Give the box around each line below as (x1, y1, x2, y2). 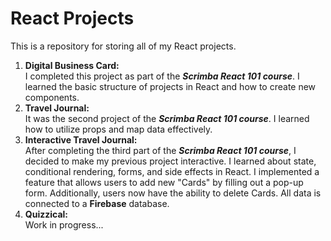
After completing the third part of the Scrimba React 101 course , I (24, 144, 297, 156)
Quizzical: (24, 208, 68, 220)
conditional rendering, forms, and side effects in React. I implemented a (24, 165, 320, 177)
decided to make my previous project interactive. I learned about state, (24, 155, 317, 167)
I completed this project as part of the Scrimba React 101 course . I (24, 70, 300, 82)
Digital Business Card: (24, 59, 120, 71)
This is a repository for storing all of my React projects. (10, 40, 237, 52)
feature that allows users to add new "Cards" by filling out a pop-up (24, 176, 304, 188)
